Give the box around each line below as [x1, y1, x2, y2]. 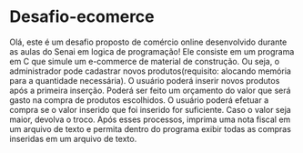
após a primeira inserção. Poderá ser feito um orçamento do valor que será [9, 85, 291, 96]
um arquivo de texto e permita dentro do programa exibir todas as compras [9, 123, 291, 134]
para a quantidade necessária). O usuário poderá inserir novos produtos [9, 75, 280, 86]
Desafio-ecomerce [9, 6, 155, 27]
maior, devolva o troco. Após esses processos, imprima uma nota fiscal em [9, 114, 291, 125]
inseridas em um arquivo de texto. [9, 133, 137, 144]
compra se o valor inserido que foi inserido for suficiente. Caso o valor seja [9, 104, 291, 115]
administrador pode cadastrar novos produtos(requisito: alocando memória [9, 66, 291, 76]
